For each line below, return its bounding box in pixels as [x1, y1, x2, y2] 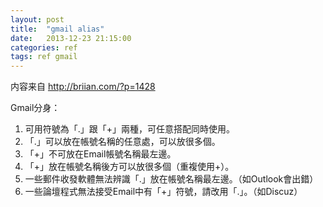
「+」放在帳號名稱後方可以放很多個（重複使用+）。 [24, 161, 235, 173]
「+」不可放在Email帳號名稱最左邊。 [24, 148, 177, 160]
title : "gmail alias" [10, 24, 105, 34]
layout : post [10, 14, 65, 25]
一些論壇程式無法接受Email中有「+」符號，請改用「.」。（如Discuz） [24, 186, 303, 198]
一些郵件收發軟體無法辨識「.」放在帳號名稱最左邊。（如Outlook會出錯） [24, 173, 319, 185]
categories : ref [10, 42, 78, 53]
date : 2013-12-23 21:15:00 [10, 33, 132, 43]
